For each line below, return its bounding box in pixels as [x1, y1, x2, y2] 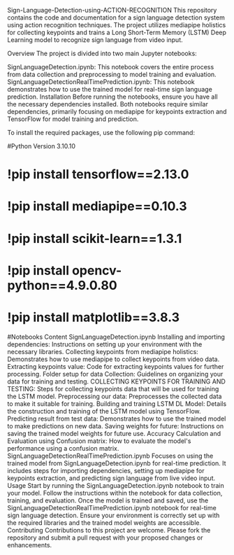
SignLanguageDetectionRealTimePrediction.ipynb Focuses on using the [7, 451, 214, 460]
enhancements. [7, 540, 52, 549]
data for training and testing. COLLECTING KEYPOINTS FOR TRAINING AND [7, 377, 226, 386]
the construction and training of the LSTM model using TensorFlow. [7, 407, 201, 415]
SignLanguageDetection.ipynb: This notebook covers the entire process [7, 63, 214, 71]
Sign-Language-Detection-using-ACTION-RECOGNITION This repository [7, 6, 217, 14]
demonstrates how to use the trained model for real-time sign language [7, 85, 213, 93]
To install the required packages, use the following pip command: [7, 129, 196, 136]
